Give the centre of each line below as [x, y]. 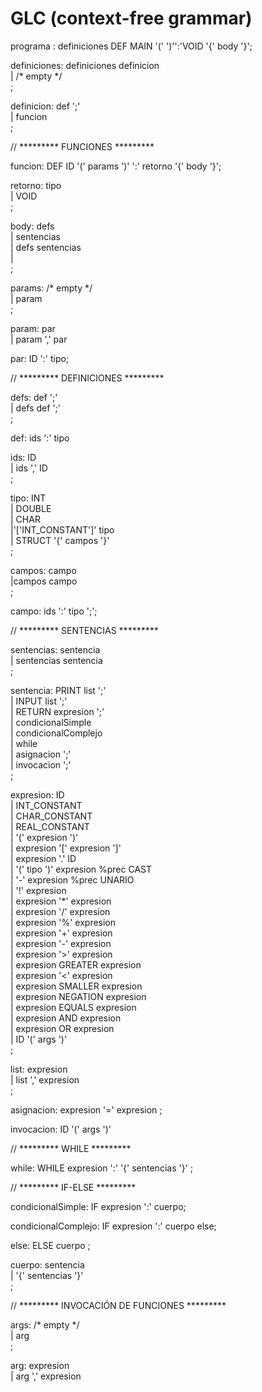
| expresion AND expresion [66, 1018]
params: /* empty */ [51, 288]
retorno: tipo [36, 185]
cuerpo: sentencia [47, 1264]
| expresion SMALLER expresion [76, 986]
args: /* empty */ [45, 1324]
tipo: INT [28, 498]
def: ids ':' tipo [40, 438]
